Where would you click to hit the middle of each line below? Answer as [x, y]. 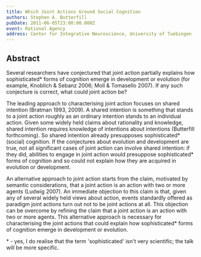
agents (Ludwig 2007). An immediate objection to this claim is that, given [96, 191]
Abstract [23, 58]
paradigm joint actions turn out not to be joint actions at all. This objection [97, 204]
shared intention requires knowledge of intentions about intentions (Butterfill [100, 129]
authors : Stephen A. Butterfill [46, 17]
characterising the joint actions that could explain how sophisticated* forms [100, 223]
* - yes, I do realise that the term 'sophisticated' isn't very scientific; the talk [100, 241]
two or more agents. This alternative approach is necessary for [84, 217]
